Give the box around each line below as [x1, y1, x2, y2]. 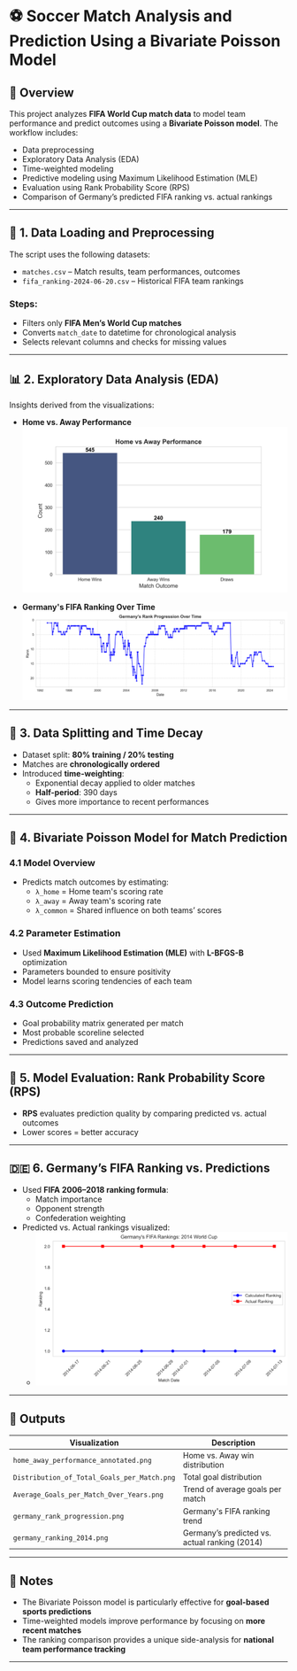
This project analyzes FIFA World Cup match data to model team [9, 109, 246, 119]
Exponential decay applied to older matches [34, 777, 196, 788]
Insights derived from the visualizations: [9, 399, 155, 410]
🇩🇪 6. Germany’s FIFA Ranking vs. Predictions [9, 1161, 270, 1176]
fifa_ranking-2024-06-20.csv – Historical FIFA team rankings [21, 275, 245, 286]
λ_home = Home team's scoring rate [34, 886, 164, 897]
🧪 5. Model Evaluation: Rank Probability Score [9, 1071, 266, 1086]
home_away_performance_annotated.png [12, 1457, 152, 1466]
